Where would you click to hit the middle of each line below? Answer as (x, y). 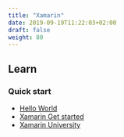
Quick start (30, 91)
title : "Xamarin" (36, 15)
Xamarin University (50, 124)
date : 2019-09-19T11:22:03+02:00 (62, 23)
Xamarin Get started (51, 116)
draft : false (29, 30)
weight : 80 (26, 37)
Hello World (38, 108)
